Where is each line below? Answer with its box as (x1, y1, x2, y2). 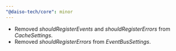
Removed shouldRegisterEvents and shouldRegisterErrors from (14, 25, 171, 32)
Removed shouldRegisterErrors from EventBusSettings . (14, 38, 151, 45)
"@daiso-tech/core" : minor (5, 8, 73, 15)
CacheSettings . (14, 31, 53, 39)
